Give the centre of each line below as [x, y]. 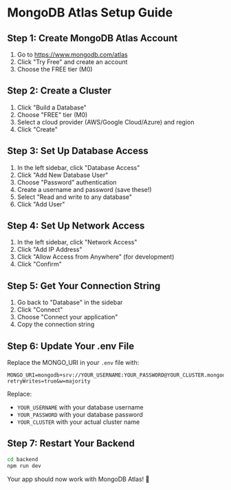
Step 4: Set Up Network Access [76, 226]
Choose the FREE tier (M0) [55, 69]
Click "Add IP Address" [49, 250]
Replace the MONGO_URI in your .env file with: [73, 363]
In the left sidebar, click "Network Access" [77, 242]
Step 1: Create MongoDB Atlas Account [92, 38]
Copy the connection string [56, 324]
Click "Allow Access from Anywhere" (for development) [96, 257]
